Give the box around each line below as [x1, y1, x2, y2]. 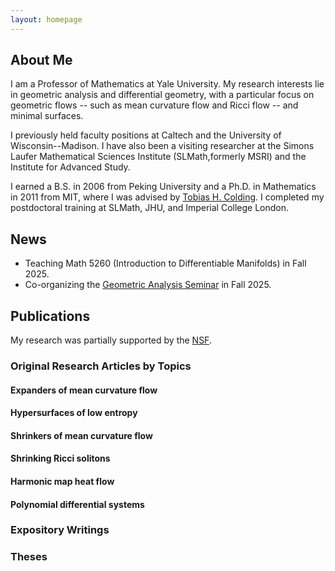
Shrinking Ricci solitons [10, 452, 111, 465]
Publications [10, 307, 91, 325]
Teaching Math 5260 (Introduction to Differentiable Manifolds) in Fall [24, 257, 307, 270]
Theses [10, 550, 48, 564]
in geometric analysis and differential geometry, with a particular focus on [10, 89, 315, 101]
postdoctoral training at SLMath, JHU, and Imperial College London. [10, 202, 290, 214]
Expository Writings [10, 523, 110, 537]
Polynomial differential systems [10, 498, 145, 510]
